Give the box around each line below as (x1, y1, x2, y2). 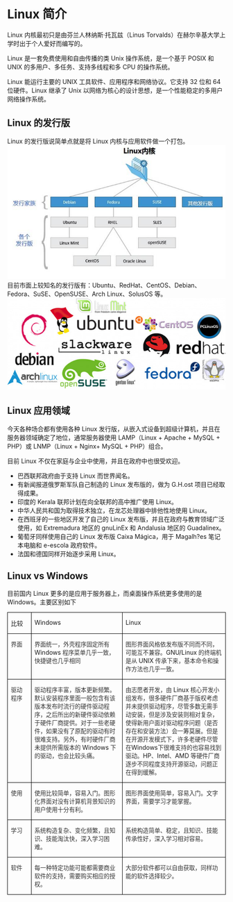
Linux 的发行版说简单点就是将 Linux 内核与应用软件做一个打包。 (7, 137, 189, 145)
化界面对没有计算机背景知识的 (34, 798, 116, 805)
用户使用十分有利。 (34, 806, 87, 814)
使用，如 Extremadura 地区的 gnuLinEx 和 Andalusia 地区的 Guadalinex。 (17, 524, 225, 532)
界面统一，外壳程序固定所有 (34, 640, 110, 649)
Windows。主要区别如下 (7, 598, 77, 606)
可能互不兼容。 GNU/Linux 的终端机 (125, 649, 222, 657)
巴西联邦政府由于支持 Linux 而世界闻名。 (17, 471, 134, 480)
